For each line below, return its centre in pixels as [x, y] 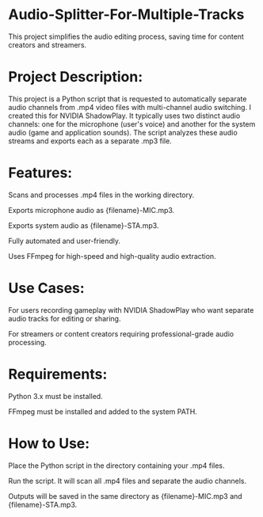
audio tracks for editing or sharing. [65, 318]
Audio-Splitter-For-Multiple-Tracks [126, 15]
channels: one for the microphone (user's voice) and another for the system [132, 124]
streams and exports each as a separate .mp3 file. [90, 141]
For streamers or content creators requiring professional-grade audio [121, 333]
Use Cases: [46, 288]
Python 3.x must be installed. [55, 396]
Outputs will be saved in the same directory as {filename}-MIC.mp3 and [126, 496]
